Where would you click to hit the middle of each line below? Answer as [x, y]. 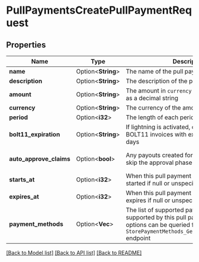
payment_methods [36, 224]
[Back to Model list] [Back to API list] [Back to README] [74, 253]
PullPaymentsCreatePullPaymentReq [99, 10]
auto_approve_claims [40, 159]
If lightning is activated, [158, 127]
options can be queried [158, 225]
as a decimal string [152, 98]
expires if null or [148, 200]
